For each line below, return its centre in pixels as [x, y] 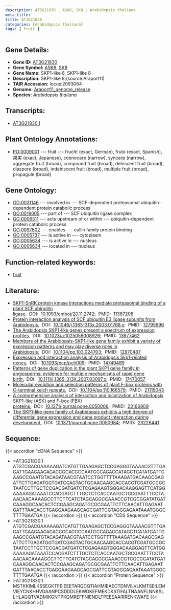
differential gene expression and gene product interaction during [81, 417]
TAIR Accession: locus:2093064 [47, 84]
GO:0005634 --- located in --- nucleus [54, 246]
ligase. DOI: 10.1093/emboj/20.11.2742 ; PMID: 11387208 [73, 314]
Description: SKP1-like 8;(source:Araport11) [58, 78]
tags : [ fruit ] [22, 29]
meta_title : [18, 15]
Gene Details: [27, 50]
